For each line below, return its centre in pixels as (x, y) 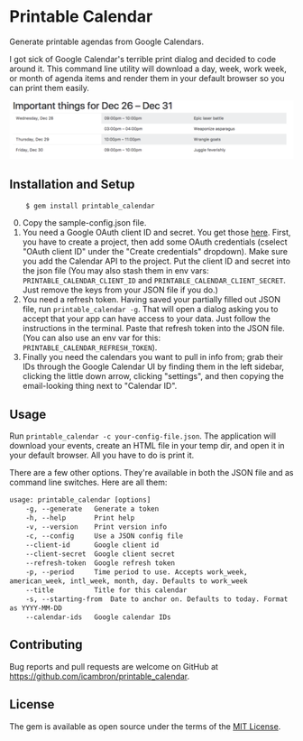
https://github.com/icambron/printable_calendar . (100, 676)
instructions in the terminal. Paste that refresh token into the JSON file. (154, 329)
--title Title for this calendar (106, 590)
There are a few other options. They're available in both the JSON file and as (151, 472)
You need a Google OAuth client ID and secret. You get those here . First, (156, 233)
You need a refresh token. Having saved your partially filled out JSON (151, 300)
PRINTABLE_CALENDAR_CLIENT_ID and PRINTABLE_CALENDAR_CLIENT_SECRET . (154, 281)
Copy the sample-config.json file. (84, 223)
